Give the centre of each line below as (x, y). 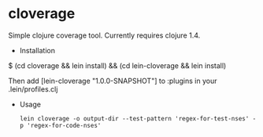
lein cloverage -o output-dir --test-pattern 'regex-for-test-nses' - (138, 118)
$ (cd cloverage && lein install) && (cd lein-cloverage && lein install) (117, 65)
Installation (37, 50)
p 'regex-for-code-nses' (60, 125)
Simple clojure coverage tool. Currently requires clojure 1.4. (104, 35)
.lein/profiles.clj (33, 89)
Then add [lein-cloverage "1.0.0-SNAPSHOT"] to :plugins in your (113, 81)
